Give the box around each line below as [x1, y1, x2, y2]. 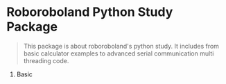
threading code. [23, 56, 69, 65]
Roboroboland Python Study [6, 4, 173, 20]
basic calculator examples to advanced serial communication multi [23, 49, 214, 58]
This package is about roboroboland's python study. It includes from [23, 42, 220, 50]
